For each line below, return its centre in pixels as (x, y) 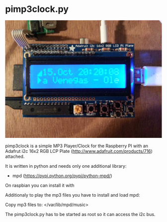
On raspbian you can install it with (40, 185)
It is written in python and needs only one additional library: (66, 166)
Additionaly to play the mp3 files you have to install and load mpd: (73, 195)
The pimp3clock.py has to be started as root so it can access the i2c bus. (80, 214)
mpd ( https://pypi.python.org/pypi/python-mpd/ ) (62, 176)
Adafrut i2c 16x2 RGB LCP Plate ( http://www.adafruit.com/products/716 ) (79, 151)
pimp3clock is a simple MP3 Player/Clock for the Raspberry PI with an (77, 146)
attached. (15, 156)
